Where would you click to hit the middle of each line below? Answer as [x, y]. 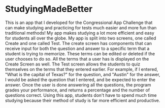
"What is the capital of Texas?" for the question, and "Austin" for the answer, [83, 74]
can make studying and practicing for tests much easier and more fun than [81, 27]
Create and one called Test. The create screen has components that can [79, 43]
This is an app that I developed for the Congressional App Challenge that [79, 22]
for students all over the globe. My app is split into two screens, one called [81, 38]
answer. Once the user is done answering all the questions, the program [78, 85]
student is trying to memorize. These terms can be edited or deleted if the [80, 54]
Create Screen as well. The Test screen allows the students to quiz [73, 64]
